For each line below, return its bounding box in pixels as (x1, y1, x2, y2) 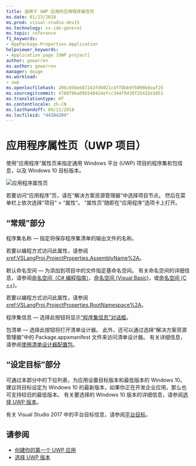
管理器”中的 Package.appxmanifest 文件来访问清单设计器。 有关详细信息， (6, 334, 186, 341)
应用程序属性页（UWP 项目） (6, 139, 146, 152)
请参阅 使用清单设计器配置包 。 (6, 341, 78, 348)
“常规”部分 (6, 218, 46, 228)
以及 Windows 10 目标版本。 (16, 167, 85, 174)
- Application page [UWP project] (6, 52, 91, 58)
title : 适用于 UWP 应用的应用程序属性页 (6, 8, 95, 15)
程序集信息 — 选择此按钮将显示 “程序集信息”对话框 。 (6, 314, 132, 321)
